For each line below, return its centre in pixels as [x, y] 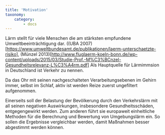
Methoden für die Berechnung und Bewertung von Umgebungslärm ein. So [83, 117]
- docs [30, 24]
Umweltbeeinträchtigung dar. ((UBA [42, 44]
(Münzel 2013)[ [36, 54]
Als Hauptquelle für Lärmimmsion [125, 65]
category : [25, 19]
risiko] [12, 54]
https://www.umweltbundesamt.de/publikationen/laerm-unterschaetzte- [81, 49]
